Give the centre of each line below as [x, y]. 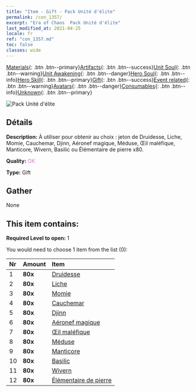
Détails [19, 122]
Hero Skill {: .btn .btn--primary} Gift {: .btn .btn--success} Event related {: [104, 79]
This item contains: [42, 224]
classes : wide [24, 50]
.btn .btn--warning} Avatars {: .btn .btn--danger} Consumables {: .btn [88, 86]
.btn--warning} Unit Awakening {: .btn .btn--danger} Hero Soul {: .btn [88, 73]
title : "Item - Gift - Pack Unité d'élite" [61, 12]
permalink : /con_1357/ [34, 17]
